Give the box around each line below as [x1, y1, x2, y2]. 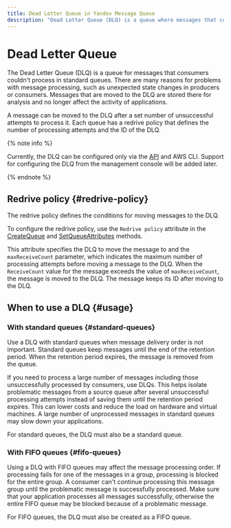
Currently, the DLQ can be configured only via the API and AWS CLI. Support [7, 153, 224, 161]
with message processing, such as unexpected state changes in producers [7, 83, 220, 91]
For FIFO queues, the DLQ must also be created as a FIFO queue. [7, 513, 192, 521]
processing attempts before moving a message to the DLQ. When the [7, 260, 203, 268]
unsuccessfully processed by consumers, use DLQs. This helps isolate [7, 380, 208, 388]
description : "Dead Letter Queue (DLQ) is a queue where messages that [7, 16, 217, 23]
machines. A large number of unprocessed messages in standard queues [7, 410, 215, 418]
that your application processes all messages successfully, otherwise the [7, 492, 214, 500]
